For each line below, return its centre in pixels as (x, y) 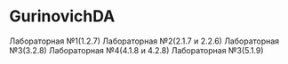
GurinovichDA (62, 16)
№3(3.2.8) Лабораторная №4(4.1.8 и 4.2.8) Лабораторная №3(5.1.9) (136, 50)
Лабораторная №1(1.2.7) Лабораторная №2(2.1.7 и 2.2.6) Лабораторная (144, 41)
